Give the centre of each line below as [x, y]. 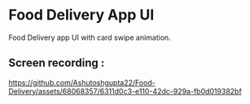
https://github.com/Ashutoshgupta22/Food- [82, 82]
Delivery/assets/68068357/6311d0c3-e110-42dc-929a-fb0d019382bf [125, 91]
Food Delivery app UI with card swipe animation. [90, 37]
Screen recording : [57, 63]
